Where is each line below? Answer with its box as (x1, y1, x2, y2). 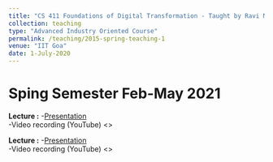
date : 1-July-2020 (8, 49, 71, 58)
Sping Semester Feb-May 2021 (8, 84, 221, 103)
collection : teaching (8, 19, 82, 28)
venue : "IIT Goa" (8, 42, 67, 50)
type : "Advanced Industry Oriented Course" (8, 27, 158, 35)
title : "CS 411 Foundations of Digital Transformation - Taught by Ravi (8, 11, 260, 20)
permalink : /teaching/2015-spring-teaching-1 (8, 34, 165, 43)
